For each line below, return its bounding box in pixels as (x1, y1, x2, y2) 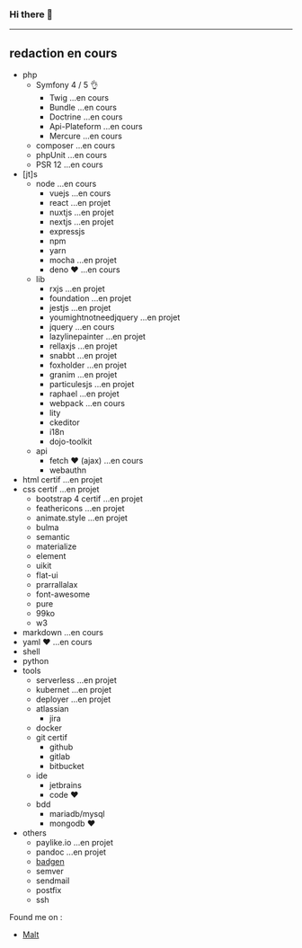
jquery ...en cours (49, 322, 115, 332)
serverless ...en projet (35, 675, 117, 686)
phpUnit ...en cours (35, 150, 108, 161)
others (22, 828, 47, 838)
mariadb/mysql (49, 809, 105, 820)
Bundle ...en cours (49, 102, 117, 113)
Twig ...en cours (49, 93, 110, 103)
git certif (35, 732, 67, 743)
